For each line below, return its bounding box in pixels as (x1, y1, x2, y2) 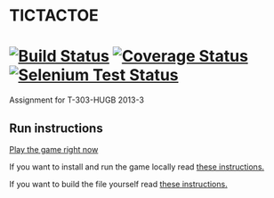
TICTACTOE (9, 5, 100, 26)
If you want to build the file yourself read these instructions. (9, 178, 229, 189)
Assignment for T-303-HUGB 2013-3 (9, 95, 145, 105)
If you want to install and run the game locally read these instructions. (9, 161, 265, 172)
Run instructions (9, 120, 104, 136)
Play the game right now (9, 144, 99, 154)
